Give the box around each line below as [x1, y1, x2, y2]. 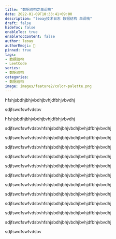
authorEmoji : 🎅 [5, 43, 36, 48]
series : [5, 66, 21, 71]
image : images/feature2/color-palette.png [5, 83, 92, 89]
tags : [5, 52, 16, 57]
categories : [5, 75, 29, 80]
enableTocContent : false [5, 34, 55, 39]
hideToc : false [5, 25, 36, 30]
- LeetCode [5, 61, 27, 66]
